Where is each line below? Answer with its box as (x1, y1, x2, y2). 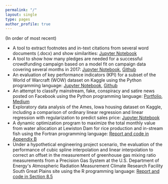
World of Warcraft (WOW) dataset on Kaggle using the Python (12, 77, 142, 83)
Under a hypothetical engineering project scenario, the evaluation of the (12, 142, 163, 148)
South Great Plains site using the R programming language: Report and (12, 168, 160, 174)
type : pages (5, 17, 30, 22)
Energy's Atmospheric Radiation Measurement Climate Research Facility (12, 163, 163, 169)
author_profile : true (5, 21, 51, 27)
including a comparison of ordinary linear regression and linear (12, 109, 144, 115)
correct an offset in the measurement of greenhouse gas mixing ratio (12, 152, 156, 158)
